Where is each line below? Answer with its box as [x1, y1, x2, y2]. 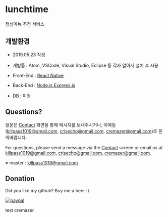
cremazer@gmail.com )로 [105, 128, 157, 134]
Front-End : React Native [12, 72, 64, 78]
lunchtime [5, 4, 49, 15]
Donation [5, 174, 35, 183]
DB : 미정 [12, 93, 31, 99]
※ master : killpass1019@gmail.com [5, 159, 78, 165]
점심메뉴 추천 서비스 [5, 21, 44, 27]
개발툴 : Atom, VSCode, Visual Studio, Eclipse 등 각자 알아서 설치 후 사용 [12, 62, 159, 68]
